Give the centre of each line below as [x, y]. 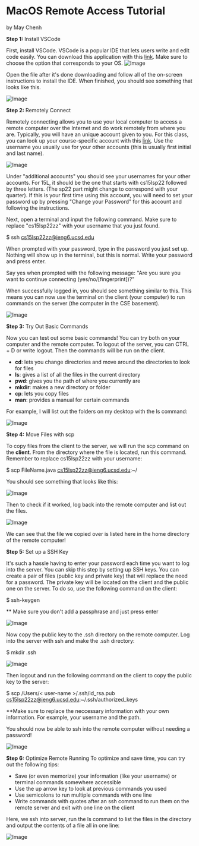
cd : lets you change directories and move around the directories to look [102, 362]
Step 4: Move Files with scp [40, 434]
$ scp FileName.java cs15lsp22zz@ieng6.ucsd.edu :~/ [72, 470]
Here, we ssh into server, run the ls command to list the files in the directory [99, 819]
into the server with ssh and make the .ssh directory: [70, 640]
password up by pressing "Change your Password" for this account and [94, 201]
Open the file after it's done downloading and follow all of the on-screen [94, 74]
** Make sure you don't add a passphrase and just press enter [82, 611]
